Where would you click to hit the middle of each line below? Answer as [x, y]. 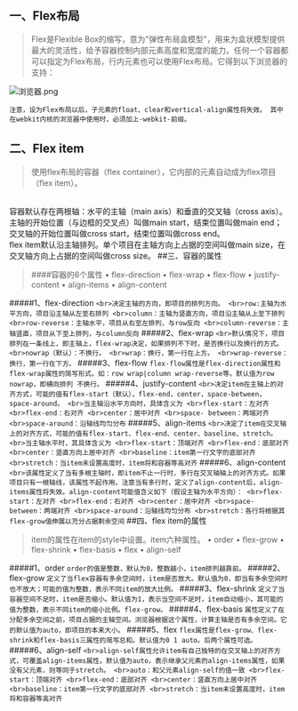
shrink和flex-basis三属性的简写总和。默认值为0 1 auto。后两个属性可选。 [133, 640]
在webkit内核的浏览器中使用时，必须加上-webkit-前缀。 [100, 119]
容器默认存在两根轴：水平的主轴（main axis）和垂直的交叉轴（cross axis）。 [148, 211]
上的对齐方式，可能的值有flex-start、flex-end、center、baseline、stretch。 [143, 434]
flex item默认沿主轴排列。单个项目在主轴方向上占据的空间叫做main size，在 [148, 244]
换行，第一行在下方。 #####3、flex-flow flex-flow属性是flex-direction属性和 [145, 363]
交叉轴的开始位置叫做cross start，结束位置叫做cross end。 [117, 233]
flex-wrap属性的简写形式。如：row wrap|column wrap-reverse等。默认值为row [142, 373]
